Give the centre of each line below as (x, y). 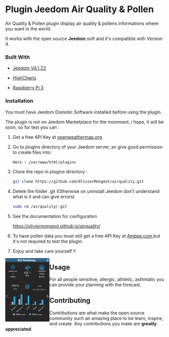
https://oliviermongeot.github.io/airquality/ (57, 226)
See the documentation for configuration (55, 216)
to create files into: (32, 152)
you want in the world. (28, 28)
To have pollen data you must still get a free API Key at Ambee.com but (86, 236)
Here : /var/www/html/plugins (44, 162)
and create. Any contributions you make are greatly (103, 323)
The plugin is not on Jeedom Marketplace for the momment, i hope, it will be (84, 122)
